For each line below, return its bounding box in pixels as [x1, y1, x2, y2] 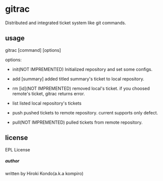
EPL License [5, 146, 31, 152]
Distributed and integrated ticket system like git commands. [5, 20, 126, 26]
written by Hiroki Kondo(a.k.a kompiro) [5, 170, 84, 176]
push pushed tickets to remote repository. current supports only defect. [12, 109, 158, 115]
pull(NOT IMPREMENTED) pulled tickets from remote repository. [12, 119, 143, 125]
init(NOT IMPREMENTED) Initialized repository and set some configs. [12, 66, 153, 72]
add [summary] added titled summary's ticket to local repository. [12, 75, 144, 82]
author [5, 158, 20, 164]
